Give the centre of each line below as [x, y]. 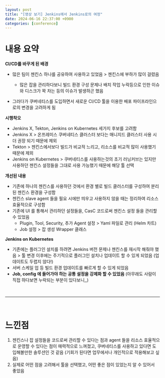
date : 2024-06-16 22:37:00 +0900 [39, 19]
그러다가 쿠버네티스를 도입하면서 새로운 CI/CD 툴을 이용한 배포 [72, 101]
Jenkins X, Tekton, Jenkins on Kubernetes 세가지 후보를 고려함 [74, 128]
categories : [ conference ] [31, 23]
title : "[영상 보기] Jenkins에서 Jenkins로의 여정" [54, 14]
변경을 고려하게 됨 [39, 108]
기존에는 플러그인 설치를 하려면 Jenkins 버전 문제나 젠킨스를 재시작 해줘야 [83, 250]
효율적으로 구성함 [29, 205]
